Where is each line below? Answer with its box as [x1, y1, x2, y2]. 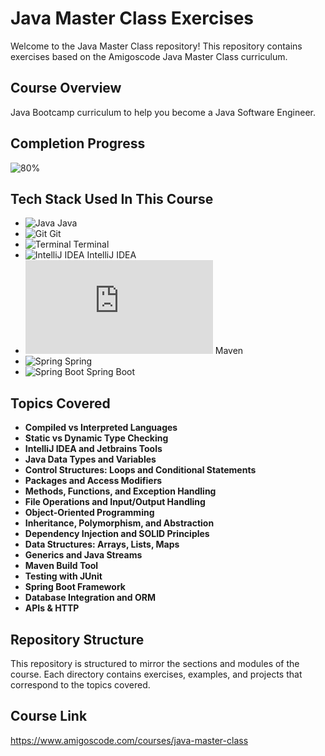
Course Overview [10, 80, 122, 97]
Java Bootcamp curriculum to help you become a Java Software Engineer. [10, 106, 316, 118]
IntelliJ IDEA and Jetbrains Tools [24, 443, 163, 455]
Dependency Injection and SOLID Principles [24, 528, 210, 540]
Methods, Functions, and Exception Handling [24, 485, 217, 497]
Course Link [10, 708, 88, 725]
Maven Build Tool [24, 560, 99, 572]
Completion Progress [10, 135, 146, 152]
